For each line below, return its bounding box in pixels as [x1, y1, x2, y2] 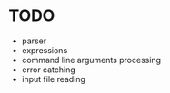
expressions [21, 44, 68, 55]
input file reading [21, 73, 85, 84]
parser [21, 35, 47, 46]
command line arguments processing [21, 54, 161, 65]
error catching [21, 64, 76, 75]
